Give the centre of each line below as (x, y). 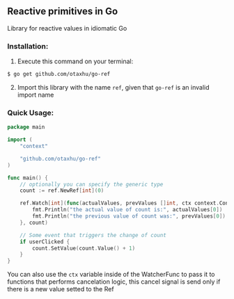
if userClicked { (45, 242)
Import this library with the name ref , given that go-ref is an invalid (114, 87)
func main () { (28, 178)
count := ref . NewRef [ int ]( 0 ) (62, 191)
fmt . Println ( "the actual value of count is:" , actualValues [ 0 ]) (127, 210)
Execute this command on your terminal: (75, 61)
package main (26, 127)
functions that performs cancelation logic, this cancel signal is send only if (114, 282)
